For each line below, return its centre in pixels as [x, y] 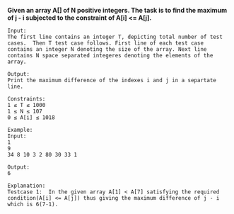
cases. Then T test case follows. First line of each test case [105, 43]
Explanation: [27, 186]
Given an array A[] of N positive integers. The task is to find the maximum [117, 10]
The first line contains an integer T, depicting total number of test [115, 37]
